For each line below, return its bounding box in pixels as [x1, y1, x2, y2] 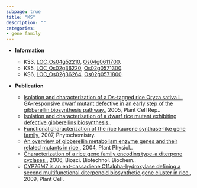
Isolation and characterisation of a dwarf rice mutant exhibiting [23, 113, 177, 120]
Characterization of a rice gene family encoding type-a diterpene [23, 150, 183, 157]
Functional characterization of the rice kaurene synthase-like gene [23, 125, 186, 132]
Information [14, 47, 45, 54]
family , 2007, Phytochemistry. [23, 131, 96, 139]
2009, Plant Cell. [23, 176, 64, 183]
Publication [14, 82, 44, 89]
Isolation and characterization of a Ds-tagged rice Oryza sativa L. [23, 94, 183, 101]
